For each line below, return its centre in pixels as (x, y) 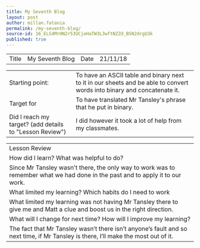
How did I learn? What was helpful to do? (66, 158)
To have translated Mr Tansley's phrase (131, 100)
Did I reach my (29, 117)
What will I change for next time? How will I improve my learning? (100, 219)
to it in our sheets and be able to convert (132, 83)
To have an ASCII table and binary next (130, 75)
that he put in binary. (104, 107)
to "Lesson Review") (38, 132)
